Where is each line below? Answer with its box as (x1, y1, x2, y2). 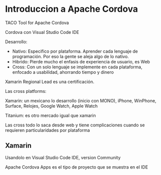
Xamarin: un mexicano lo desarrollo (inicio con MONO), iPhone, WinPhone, (5, 97, 157, 104)
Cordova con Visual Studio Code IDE (5, 29, 80, 35)
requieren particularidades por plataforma (5, 127, 90, 133)
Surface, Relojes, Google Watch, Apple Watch (5, 103, 98, 109)
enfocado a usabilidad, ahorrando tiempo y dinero (12, 69, 114, 75)
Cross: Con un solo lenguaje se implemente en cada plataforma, (12, 64, 143, 70)
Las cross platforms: (5, 88, 47, 94)
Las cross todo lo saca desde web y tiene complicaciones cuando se (5, 122, 145, 128)
